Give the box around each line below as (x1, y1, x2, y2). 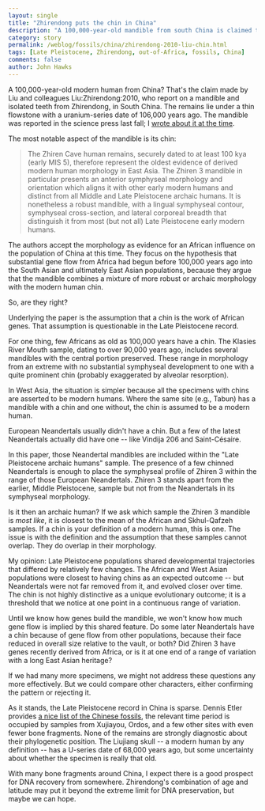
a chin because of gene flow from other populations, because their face (8, 630, 242, 639)
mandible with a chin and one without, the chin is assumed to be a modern (8, 402, 250, 411)
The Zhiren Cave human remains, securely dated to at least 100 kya (27, 149, 247, 158)
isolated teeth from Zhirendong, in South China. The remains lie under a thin (8, 101, 255, 111)
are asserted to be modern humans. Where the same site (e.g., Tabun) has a (8, 393, 256, 404)
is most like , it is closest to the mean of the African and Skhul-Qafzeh (8, 515, 233, 525)
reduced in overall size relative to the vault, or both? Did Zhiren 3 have (8, 639, 237, 648)
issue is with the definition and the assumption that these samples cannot (8, 532, 247, 542)
